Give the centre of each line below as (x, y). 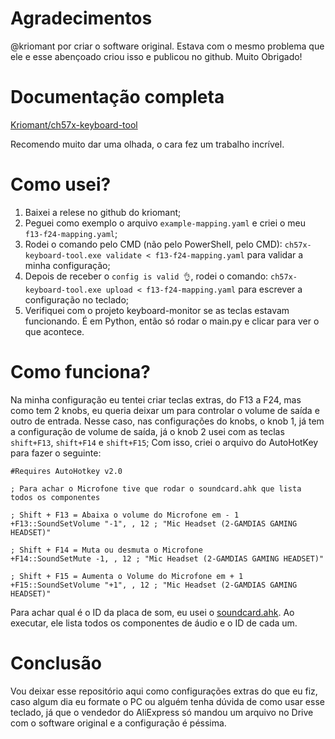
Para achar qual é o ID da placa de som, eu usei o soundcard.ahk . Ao (152, 612)
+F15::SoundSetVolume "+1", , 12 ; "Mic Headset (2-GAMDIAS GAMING (154, 585)
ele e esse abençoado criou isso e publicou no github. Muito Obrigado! (156, 56)
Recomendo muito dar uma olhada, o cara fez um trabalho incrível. (147, 144)
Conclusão (56, 663)
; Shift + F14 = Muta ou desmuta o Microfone (106, 550)
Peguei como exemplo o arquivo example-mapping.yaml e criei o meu (165, 223)
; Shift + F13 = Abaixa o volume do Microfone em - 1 (125, 515)
